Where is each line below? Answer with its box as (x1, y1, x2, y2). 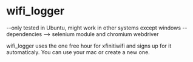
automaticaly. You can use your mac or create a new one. (6, 48, 150, 55)
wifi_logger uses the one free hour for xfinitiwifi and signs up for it (6, 42, 172, 49)
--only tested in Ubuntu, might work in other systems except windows (6, 24, 181, 31)
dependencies (6, 30, 42, 37)
